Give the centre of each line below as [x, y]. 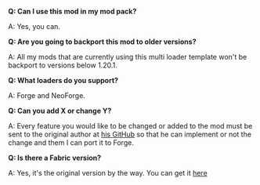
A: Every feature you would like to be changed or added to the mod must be [130, 126]
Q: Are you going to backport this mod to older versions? [102, 42]
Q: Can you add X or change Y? [60, 111]
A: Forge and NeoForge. [47, 96]
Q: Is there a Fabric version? [55, 158]
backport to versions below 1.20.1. [63, 65]
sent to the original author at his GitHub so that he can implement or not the [130, 134]
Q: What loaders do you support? [63, 80]
